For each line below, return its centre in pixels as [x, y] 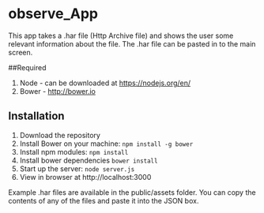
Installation [36, 116]
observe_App [53, 14]
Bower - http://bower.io [58, 91]
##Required [27, 67]
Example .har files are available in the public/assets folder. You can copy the [132, 192]
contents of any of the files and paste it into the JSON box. [104, 200]
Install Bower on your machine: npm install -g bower [106, 144]
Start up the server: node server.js [77, 168]
